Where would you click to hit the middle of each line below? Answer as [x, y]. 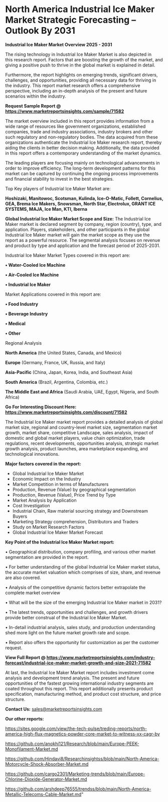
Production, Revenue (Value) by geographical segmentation [74, 490]
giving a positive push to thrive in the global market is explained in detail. [80, 65]
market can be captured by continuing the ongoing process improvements [82, 173]
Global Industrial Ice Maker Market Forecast [58, 532]
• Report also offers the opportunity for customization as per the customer [82, 642]
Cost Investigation [31, 505]
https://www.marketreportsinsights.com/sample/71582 [65, 111]
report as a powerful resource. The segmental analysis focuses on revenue [83, 240]
